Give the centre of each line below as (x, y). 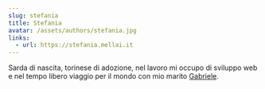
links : (19, 38)
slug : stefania (33, 15)
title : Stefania (35, 23)
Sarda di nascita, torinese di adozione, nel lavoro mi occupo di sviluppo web (133, 68)
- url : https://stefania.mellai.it (74, 45)
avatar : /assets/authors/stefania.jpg (72, 30)
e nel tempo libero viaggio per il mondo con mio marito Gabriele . (113, 76)
